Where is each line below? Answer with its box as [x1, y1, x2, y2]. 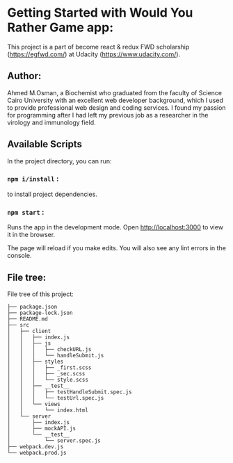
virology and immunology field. [7, 118, 96, 127]
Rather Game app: [7, 19, 114, 35]
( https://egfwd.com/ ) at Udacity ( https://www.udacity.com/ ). [7, 50, 181, 58]
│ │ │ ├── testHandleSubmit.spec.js [7, 388, 132, 396]
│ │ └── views [7, 400, 61, 407]
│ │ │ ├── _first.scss [7, 364, 92, 371]
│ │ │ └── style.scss [7, 376, 89, 383]
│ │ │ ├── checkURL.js [7, 346, 92, 352]
